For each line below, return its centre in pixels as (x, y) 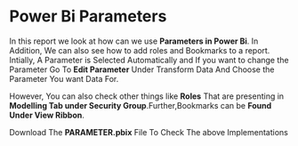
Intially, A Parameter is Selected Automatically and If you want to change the (149, 60)
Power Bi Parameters (88, 16)
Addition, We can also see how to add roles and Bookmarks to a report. (140, 50)
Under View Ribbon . (47, 115)
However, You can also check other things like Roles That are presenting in (147, 96)
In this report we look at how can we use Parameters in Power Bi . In (134, 41)
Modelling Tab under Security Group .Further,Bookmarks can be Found (141, 105)
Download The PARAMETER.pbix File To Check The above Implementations (149, 132)
